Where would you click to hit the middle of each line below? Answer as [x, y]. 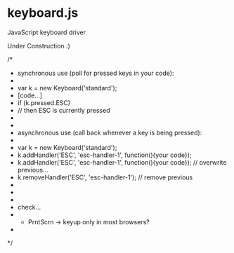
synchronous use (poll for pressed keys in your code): [96, 73]
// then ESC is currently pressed [64, 110]
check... [29, 207]
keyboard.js [43, 13]
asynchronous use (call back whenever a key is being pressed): [110, 132]
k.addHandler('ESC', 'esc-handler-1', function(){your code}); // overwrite [122, 162]
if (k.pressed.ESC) [44, 102]
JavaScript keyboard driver [47, 32]
